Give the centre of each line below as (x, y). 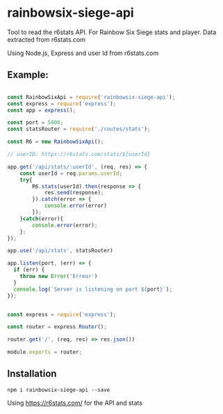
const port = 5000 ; (35, 123)
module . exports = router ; (44, 352)
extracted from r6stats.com (46, 39)
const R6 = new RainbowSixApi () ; (56, 142)
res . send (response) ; (74, 193)
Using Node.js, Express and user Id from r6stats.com (83, 53)
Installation (32, 374)
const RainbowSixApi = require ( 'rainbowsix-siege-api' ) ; (91, 97)
